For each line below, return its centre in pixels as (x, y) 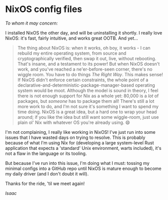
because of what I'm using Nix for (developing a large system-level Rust (80, 143)
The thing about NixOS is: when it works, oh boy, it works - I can (84, 48)
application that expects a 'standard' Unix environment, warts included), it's (83, 148)
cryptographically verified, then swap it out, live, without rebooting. (87, 58)
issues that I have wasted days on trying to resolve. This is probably (75, 137)
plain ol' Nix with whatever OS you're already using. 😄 (74, 122)
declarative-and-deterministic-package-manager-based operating (86, 85)
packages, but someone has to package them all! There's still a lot (86, 101)
